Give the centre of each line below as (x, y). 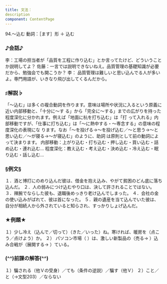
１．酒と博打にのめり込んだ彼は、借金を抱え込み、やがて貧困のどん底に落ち (84, 181)
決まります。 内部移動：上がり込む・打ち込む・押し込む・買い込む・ (84, 142)
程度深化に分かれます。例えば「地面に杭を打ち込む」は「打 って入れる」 (80, 117)
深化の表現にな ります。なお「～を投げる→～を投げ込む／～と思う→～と (84, 129)
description (17, 14)
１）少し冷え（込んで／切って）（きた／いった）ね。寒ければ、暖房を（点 (80, 232)
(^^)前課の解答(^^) (27, 258)
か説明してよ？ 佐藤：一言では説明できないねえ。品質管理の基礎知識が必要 (82, 66)
